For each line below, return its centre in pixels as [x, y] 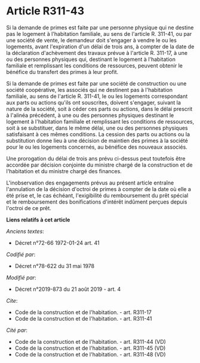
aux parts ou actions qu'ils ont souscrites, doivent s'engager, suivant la [93, 102]
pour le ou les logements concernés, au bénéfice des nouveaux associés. [97, 147]
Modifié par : [21, 277]
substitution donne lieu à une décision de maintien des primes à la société [97, 140]
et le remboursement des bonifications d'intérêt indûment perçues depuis [97, 202]
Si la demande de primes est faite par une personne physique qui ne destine [100, 27]
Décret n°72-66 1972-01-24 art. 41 [57, 242]
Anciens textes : [25, 231]
